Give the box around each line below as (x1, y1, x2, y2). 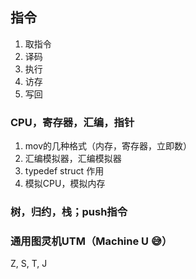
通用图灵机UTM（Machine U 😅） (10, 234, 173, 248)
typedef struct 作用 (24, 165, 105, 177)
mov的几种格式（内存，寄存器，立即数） (24, 140, 193, 152)
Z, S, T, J (10, 258, 48, 270)
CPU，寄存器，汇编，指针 (10, 115, 135, 129)
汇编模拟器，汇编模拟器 (24, 153, 122, 165)
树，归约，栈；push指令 (10, 205, 128, 219)
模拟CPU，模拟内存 (24, 178, 106, 190)
